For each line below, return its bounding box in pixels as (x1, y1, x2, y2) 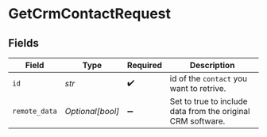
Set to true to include (169, 96, 248, 107)
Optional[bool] (64, 106, 120, 116)
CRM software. (169, 116, 226, 127)
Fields (8, 36, 40, 50)
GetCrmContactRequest (8, 5, 172, 23)
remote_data (12, 107, 58, 116)
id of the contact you (169, 73, 248, 84)
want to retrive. (169, 83, 226, 93)
